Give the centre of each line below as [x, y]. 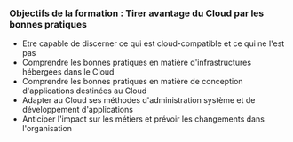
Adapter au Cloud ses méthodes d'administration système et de [139, 100]
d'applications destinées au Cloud [84, 91]
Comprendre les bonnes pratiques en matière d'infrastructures [136, 63]
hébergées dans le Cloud [68, 72]
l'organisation [47, 129]
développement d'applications [77, 110]
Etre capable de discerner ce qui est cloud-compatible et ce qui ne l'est [153, 43]
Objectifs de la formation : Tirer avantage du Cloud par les [137, 13]
